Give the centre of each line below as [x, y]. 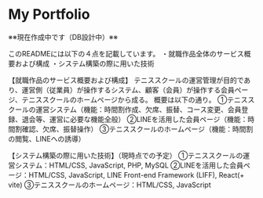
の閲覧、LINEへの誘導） [47, 139]
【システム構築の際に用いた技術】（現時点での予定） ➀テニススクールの [126, 155]
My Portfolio [49, 14]
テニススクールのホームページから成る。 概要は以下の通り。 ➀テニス [135, 99]
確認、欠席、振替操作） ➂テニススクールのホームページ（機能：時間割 [137, 129]
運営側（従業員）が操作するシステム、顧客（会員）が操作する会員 [128, 90]
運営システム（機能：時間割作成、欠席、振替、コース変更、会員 [138, 109]
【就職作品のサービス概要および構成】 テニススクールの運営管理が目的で [126, 80]
